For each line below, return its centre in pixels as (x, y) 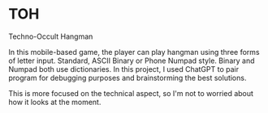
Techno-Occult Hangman (51, 36)
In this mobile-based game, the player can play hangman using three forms (134, 52)
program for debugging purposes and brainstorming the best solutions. (128, 77)
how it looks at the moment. (55, 102)
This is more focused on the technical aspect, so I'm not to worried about (131, 93)
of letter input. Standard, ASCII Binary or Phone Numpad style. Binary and (132, 61)
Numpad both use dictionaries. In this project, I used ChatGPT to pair (124, 69)
